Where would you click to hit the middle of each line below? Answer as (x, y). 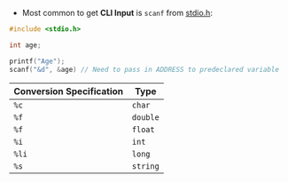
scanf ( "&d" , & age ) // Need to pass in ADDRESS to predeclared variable (144, 69)
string (145, 166)
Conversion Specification (69, 91)
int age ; (25, 45)
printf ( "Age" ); (37, 61)
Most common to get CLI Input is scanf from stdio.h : (117, 13)
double (145, 117)
